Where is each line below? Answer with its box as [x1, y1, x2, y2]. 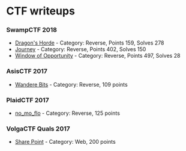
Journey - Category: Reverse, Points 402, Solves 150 [14, 46, 146, 53]
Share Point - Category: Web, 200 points [14, 138, 116, 146]
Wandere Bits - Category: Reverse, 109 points [14, 81, 128, 88]
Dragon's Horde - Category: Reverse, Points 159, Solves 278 [14, 39, 164, 46]
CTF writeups [6, 4, 75, 18]
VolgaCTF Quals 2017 [6, 125, 70, 133]
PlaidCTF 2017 [6, 96, 49, 104]
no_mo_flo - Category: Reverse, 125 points [14, 109, 120, 117]
